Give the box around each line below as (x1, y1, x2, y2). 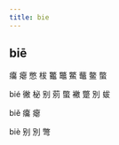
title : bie (9, 12, 50, 22)
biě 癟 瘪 (9, 108, 41, 118)
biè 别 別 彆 (9, 126, 51, 137)
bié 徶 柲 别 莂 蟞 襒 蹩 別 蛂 (9, 89, 111, 100)
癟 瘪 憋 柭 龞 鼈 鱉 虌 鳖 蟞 (9, 70, 107, 80)
